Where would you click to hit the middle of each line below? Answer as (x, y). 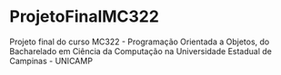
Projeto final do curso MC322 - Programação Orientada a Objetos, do (140, 42)
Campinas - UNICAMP (51, 61)
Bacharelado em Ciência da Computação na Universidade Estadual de (141, 51)
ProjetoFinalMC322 (84, 17)
